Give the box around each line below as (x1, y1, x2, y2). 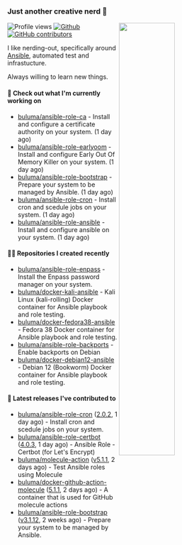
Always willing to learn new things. (7, 72, 108, 81)
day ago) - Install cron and (17, 417, 95, 426)
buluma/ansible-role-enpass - (17, 265, 106, 273)
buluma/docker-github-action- (17, 478, 108, 486)
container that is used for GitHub (17, 492, 113, 501)
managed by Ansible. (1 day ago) (17, 187, 113, 196)
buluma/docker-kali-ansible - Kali (17, 287, 115, 296)
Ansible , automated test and (7, 51, 90, 60)
